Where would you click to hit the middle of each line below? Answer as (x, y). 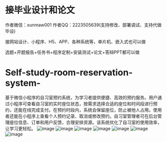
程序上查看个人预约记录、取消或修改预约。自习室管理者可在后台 (92, 116)
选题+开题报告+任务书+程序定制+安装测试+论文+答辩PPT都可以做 (73, 52)
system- (23, 83)
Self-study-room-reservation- (69, 73)
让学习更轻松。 (20, 128)
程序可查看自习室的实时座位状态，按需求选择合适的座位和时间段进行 (83, 104)
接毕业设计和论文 (40, 10)
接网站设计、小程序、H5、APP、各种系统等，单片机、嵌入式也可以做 (76, 41)
